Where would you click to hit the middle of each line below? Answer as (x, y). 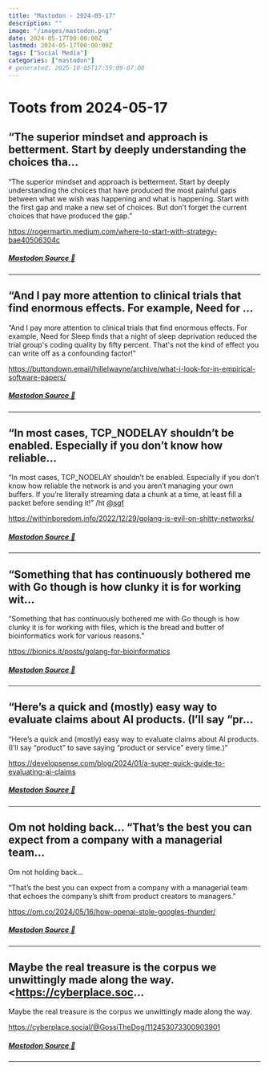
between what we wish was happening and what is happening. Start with (129, 198)
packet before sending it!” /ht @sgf (66, 503)
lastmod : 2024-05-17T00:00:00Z (60, 46)
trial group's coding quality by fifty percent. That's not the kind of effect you (134, 344)
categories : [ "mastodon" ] (51, 61)
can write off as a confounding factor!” (72, 353)
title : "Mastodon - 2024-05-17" (62, 16)
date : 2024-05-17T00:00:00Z (55, 38)
